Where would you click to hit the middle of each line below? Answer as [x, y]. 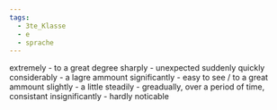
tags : [19, 17]
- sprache [36, 42]
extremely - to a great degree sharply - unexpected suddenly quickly [137, 68]
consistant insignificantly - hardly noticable [89, 97]
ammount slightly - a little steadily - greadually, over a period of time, [137, 87]
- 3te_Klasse [42, 26]
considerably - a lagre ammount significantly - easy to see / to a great [138, 78]
